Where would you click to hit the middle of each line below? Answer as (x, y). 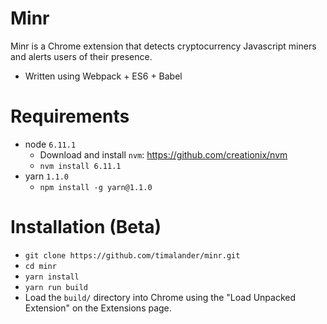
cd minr (40, 266)
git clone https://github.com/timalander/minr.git (132, 255)
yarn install (52, 277)
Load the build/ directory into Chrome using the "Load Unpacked (160, 297)
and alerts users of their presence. (81, 56)
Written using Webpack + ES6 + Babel (103, 76)
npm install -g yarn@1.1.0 (96, 187)
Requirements (70, 116)
